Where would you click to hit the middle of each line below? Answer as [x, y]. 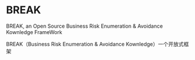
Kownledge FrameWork [34, 32]
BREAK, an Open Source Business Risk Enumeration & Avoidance [84, 26]
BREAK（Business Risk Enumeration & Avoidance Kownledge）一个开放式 [95, 44]
